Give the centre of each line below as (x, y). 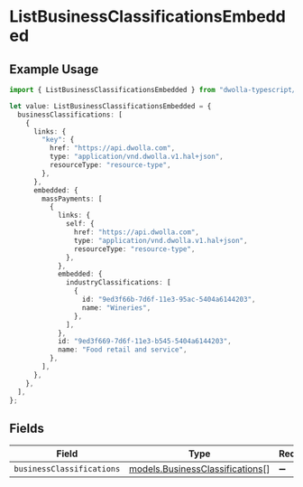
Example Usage (54, 69)
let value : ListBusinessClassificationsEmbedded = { (110, 106)
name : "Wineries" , (116, 308)
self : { (80, 224)
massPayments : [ (72, 199)
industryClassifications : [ (119, 283)
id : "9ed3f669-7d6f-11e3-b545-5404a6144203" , (144, 342)
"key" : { (58, 140)
